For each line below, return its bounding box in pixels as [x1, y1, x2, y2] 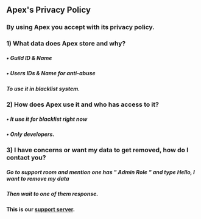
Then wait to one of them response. [6, 190, 99, 198]
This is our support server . [6, 206, 75, 213]
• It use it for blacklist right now [6, 115, 88, 123]
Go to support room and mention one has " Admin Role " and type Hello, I [6, 168, 195, 175]
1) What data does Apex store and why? [6, 39, 126, 48]
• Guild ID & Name [6, 54, 52, 61]
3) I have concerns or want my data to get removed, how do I [6, 146, 189, 154]
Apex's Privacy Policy [6, 5, 91, 15]
